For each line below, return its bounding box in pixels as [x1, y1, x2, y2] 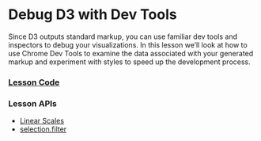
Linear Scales [19, 116, 65, 126]
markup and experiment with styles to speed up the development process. [8, 57, 251, 67]
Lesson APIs [8, 97, 57, 109]
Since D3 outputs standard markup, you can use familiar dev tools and [8, 32, 238, 41]
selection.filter [19, 124, 67, 134]
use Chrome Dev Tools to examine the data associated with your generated [8, 48, 254, 58]
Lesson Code [8, 77, 60, 88]
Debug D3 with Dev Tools [8, 6, 177, 24]
